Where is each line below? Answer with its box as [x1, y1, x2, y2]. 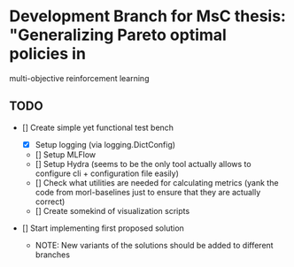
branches [35, 249, 71, 260]
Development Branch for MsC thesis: [9, 6, 286, 27]
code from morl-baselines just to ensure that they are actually [35, 187, 261, 197]
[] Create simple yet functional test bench [21, 122, 174, 133]
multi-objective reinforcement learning [9, 72, 150, 83]
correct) [35, 196, 66, 207]
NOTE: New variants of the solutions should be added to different [35, 240, 274, 250]
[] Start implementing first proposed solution [21, 223, 184, 233]
